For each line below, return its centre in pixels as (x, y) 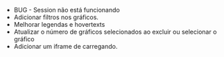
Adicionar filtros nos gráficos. (56, 17)
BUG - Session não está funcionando (67, 10)
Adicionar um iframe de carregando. (66, 46)
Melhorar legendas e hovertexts (59, 24)
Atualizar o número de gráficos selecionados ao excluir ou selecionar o (115, 32)
